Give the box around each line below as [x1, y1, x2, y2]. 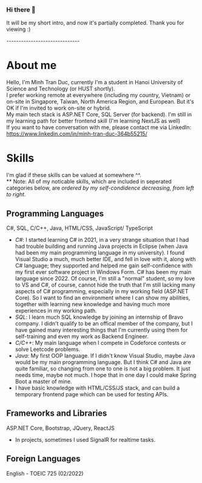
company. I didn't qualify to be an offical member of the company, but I [15, 319, 193, 327]
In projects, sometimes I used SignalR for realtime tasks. [15, 436, 156, 443]
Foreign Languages [6, 454, 81, 464]
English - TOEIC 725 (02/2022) [6, 470, 84, 477]
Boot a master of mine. [15, 378, 73, 385]
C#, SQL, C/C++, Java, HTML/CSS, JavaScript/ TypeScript [6, 224, 153, 232]
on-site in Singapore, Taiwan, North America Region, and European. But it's [6, 98, 194, 105]
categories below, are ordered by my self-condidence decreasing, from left [6, 184, 194, 192]
